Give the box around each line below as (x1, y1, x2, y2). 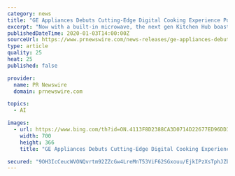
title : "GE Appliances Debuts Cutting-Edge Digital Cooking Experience (7, 17, 220, 24)
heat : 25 (7, 56, 33, 63)
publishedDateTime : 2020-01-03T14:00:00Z (7, 29, 130, 37)
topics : (7, 101, 30, 108)
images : (7, 119, 30, 126)
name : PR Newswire (13, 81, 68, 88)
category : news (7, 10, 52, 17)
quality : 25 (7, 50, 42, 57)
